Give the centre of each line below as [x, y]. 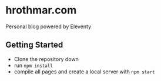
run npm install [33, 65]
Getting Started [34, 45]
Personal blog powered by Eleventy [48, 26]
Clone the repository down [46, 59]
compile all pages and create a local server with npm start [84, 72]
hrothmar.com [41, 10]
